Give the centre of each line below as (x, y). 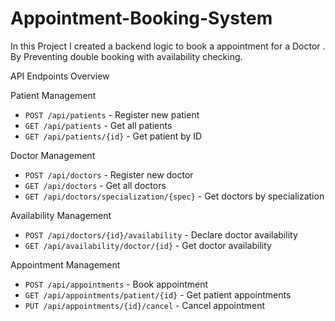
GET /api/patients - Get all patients (98, 125)
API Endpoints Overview (60, 76)
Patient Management (53, 95)
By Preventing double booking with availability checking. (126, 56)
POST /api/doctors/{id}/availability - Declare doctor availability (161, 234)
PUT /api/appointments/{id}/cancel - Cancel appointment (145, 305)
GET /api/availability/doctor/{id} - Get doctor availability (148, 245)
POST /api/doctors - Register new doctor (109, 174)
